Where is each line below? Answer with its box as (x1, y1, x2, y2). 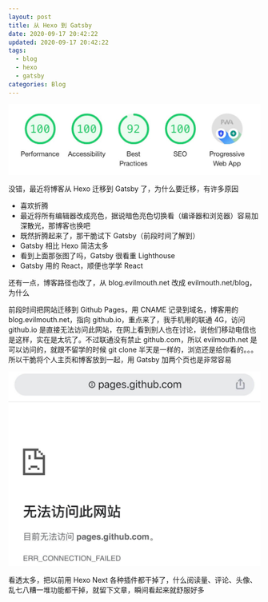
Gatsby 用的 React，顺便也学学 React (19, 261, 144, 270)
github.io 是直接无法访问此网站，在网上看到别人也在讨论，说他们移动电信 (8, 325, 250, 334)
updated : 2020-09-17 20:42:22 (8, 38, 110, 46)
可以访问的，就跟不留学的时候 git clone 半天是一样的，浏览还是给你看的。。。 (8, 345, 258, 354)
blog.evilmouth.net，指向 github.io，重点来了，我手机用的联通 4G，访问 (8, 314, 246, 324)
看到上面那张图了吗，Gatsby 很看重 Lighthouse (19, 250, 176, 260)
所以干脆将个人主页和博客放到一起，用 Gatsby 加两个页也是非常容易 (8, 354, 232, 364)
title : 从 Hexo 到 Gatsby (8, 21, 92, 30)
